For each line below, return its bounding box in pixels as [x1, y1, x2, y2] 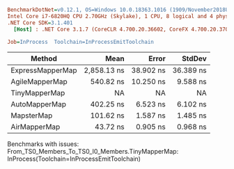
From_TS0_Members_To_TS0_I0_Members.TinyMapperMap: [7, 147, 179, 156]
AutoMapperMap [10, 99, 67, 109]
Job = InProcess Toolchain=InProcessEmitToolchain [7, 38, 155, 45]
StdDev [182, 54, 207, 63]
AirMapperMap [10, 122, 61, 132]
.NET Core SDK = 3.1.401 [7, 19, 73, 26]
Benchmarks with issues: [7, 140, 79, 148]
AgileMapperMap [10, 77, 68, 87]
